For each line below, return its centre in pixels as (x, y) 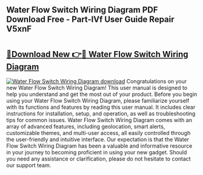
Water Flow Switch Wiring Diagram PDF (82, 10)
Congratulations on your (157, 81)
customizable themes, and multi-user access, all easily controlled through (98, 133)
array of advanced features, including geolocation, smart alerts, (86, 126)
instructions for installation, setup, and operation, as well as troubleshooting (101, 114)
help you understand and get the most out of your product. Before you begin (102, 94)
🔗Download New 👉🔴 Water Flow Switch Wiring (98, 54)
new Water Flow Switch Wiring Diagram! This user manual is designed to (97, 88)
